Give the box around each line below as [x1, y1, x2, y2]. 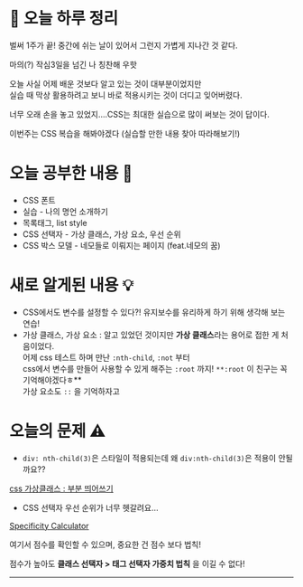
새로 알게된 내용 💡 [9, 275, 133, 296]
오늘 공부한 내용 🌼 [9, 164, 133, 184]
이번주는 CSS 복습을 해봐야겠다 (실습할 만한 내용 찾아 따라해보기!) [9, 128, 241, 138]
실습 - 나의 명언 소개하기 [22, 205, 108, 217]
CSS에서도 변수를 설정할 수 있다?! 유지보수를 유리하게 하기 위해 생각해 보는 [22, 307, 286, 317]
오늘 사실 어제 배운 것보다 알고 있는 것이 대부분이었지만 [9, 78, 202, 89]
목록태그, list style [22, 217, 87, 228]
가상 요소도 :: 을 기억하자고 [22, 385, 120, 396]
